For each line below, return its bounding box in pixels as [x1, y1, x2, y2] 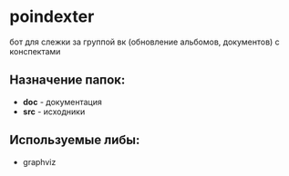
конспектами [9, 45, 61, 56]
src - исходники [22, 106, 86, 117]
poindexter [9, 6, 95, 27]
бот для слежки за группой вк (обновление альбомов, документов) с [9, 36, 280, 47]
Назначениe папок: [9, 73, 126, 88]
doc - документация [22, 96, 102, 107]
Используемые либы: [9, 132, 140, 148]
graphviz [22, 156, 57, 167]
